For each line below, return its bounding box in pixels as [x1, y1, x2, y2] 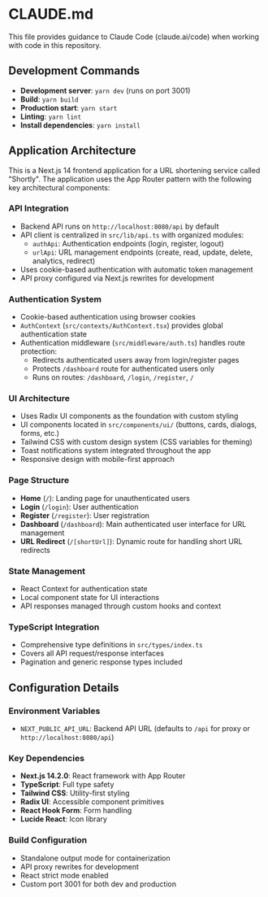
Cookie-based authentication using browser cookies [19, 312, 197, 322]
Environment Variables [8, 705, 101, 716]
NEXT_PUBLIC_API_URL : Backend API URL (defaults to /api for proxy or [19, 724, 250, 734]
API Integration [8, 202, 69, 214]
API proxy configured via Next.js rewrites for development [19, 273, 215, 283]
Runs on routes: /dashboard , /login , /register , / [32, 372, 194, 382]
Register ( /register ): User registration [19, 510, 150, 520]
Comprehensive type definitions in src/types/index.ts [19, 640, 203, 650]
